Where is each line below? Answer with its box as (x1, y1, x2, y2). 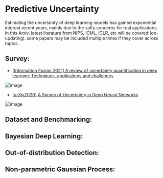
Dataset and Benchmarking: (5, 115, 93, 124)
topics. (5, 40, 19, 46)
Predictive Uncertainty (5, 3, 99, 15)
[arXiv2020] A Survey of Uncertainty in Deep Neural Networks (12, 91, 139, 97)
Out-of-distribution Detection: (5, 148, 99, 157)
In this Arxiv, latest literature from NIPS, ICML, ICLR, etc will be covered (5, 30, 149, 36)
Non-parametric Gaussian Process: (5, 165, 116, 174)
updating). (5, 35, 26, 41)
